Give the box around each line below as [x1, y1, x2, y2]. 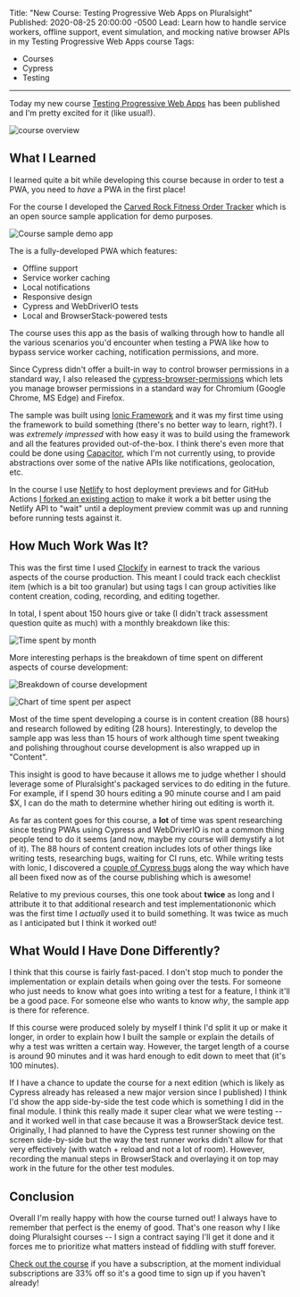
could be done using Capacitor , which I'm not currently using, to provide [9, 447, 275, 459]
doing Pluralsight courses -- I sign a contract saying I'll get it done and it [9, 1232, 275, 1242]
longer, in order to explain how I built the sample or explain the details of [9, 1032, 275, 1042]
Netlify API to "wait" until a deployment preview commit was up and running [9, 502, 288, 513]
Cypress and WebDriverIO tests [21, 300, 139, 311]
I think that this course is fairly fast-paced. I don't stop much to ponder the [9, 967, 284, 978]
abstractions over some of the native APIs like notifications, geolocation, [9, 457, 275, 467]
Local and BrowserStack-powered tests [21, 310, 168, 321]
